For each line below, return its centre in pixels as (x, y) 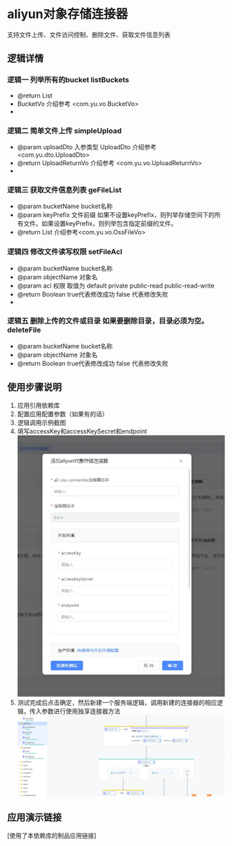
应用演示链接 (35, 817)
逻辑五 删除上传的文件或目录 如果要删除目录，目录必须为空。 (108, 321)
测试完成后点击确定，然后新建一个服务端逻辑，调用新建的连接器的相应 (117, 702)
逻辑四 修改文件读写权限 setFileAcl (65, 252)
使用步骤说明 (35, 387)
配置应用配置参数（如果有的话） (62, 414)
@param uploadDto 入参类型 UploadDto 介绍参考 (87, 147)
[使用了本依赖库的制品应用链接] (52, 835)
